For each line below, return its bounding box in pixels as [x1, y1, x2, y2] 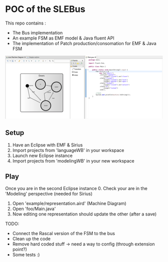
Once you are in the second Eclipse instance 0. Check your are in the [5, 185, 147, 191]
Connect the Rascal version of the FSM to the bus [12, 230, 115, 236]
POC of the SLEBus [5, 3, 85, 15]
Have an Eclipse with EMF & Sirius [12, 141, 83, 148]
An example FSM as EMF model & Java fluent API [12, 35, 114, 41]
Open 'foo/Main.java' [12, 206, 56, 212]
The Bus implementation [12, 29, 63, 35]
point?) [12, 246, 27, 252]
